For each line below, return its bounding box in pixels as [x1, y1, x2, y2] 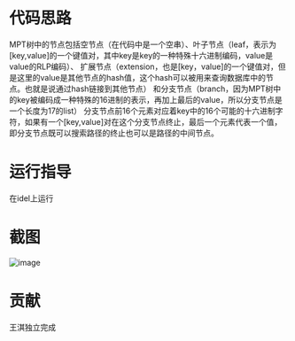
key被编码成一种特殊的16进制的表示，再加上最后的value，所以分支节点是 [16, 94, 283, 105]
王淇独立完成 [9, 322, 56, 332]
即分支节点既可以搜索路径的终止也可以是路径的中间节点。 [9, 128, 219, 138]
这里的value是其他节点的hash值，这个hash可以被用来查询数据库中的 [16, 72, 267, 82]
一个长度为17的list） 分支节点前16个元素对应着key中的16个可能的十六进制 [9, 105, 276, 116]
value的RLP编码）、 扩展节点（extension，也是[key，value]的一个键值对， [9, 61, 279, 72]
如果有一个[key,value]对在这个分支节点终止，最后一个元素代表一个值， [24, 116, 283, 127]
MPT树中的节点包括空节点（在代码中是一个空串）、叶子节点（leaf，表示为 [9, 39, 277, 50]
